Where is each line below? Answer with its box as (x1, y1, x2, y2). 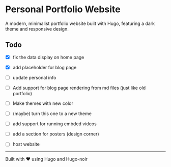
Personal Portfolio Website (5, 4, 121, 15)
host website (12, 141, 40, 147)
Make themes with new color (12, 100, 74, 106)
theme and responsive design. (5, 25, 69, 32)
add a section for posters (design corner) (12, 131, 99, 137)
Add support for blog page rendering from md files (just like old (12, 85, 146, 91)
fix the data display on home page (12, 54, 84, 60)
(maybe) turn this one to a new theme (12, 110, 92, 117)
